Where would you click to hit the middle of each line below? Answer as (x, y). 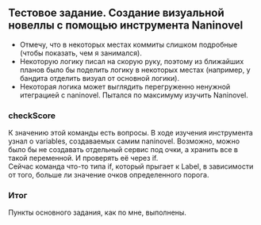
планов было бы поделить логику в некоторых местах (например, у (135, 70)
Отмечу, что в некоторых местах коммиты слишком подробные (129, 44)
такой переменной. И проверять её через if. (83, 158)
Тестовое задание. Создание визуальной (116, 13)
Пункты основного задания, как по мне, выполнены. (97, 212)
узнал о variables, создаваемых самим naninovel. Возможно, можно (124, 141)
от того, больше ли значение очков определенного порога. (109, 175)
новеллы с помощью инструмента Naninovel (126, 26)
